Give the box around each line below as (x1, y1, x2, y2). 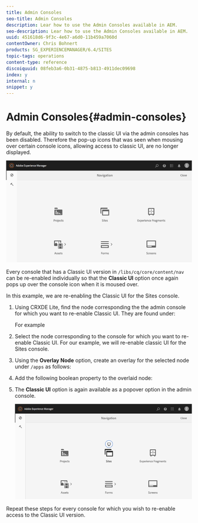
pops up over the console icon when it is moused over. (6, 281, 139, 288)
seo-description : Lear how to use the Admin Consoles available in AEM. (6, 28, 189, 34)
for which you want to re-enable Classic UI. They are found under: (14, 310, 176, 317)
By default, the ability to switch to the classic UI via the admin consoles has (6, 130, 189, 137)
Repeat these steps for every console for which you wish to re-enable (6, 505, 176, 512)
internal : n (6, 78, 35, 84)
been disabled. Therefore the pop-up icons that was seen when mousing (6, 136, 183, 143)
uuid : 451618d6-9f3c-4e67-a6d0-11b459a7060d (6, 34, 117, 41)
